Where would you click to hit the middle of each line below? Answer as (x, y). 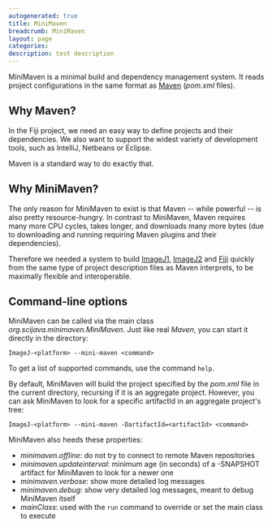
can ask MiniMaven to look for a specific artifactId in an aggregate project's (135, 401)
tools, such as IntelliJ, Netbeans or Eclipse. (80, 148)
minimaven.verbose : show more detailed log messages (112, 482)
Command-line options (68, 302)
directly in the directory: (48, 339)
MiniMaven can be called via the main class (81, 321)
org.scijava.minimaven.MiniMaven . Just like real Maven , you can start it (128, 330)
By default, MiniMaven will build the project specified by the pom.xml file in (134, 384)
